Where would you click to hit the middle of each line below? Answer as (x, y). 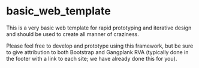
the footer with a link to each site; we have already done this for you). (92, 58)
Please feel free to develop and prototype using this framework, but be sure (100, 46)
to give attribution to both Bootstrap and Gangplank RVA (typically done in (97, 52)
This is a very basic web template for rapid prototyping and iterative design (99, 28)
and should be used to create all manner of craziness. (73, 34)
